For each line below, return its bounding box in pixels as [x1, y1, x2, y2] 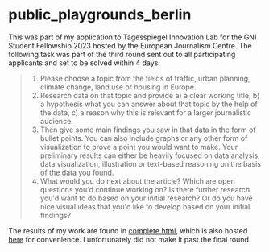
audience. [39, 116, 74, 126]
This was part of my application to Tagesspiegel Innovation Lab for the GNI [8, 32, 257, 42]
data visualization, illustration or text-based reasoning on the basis [39, 159, 262, 168]
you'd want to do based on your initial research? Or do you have [39, 193, 253, 203]
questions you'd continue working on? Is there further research [39, 184, 250, 194]
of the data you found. [39, 167, 114, 177]
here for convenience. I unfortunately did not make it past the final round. [8, 234, 251, 244]
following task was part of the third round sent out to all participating [8, 49, 236, 59]
